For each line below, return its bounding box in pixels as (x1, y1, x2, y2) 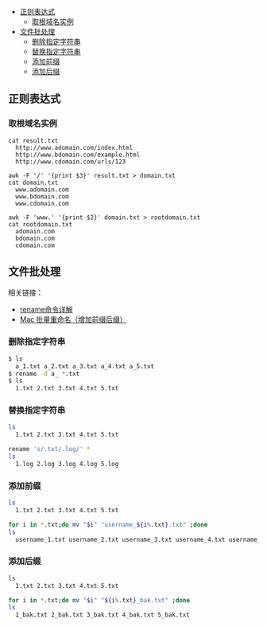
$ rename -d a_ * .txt (8, 370, 80, 378)
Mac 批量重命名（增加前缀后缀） (19, 314, 127, 324)
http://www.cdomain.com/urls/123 (15, 158, 126, 166)
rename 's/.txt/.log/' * (8, 445, 91, 453)
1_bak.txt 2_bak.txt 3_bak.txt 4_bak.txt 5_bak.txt (15, 611, 191, 619)
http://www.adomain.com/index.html (15, 143, 133, 151)
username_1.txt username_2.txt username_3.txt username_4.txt (15, 535, 226, 543)
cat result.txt (8, 136, 59, 145)
